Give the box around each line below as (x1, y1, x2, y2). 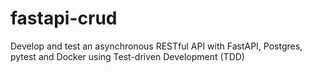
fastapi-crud (10, 7, 118, 30)
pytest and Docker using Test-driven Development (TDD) (10, 50, 245, 62)
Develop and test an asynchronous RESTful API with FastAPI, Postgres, (10, 40, 303, 52)
